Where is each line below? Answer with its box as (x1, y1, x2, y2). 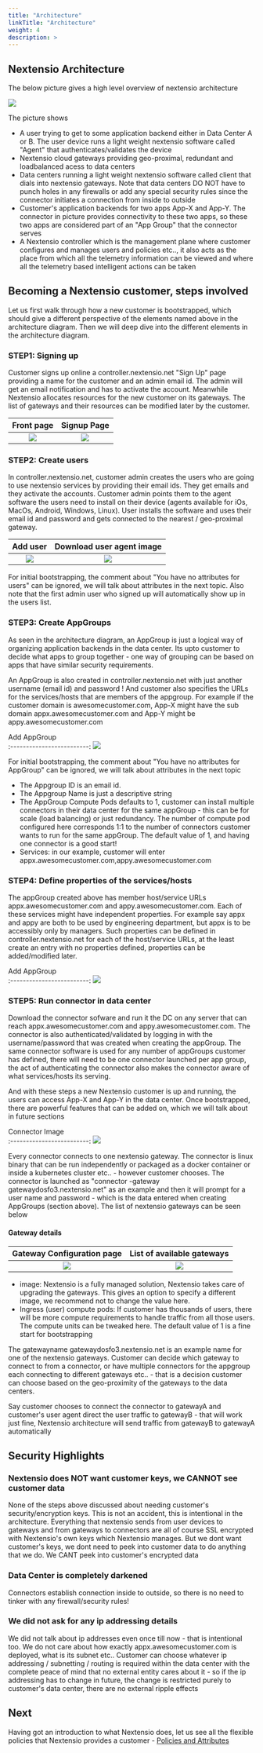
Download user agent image (54, 541, 162, 552)
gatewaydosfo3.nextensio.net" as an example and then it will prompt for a (8, 1185, 246, 1194)
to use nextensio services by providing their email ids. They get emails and (8, 480, 249, 491)
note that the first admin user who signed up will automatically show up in (8, 590, 246, 599)
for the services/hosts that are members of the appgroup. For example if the (8, 692, 254, 701)
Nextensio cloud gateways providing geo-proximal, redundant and (19, 154, 233, 163)
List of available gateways (129, 1247, 229, 1258)
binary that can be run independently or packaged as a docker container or (8, 1160, 251, 1170)
